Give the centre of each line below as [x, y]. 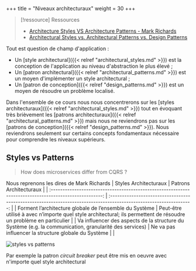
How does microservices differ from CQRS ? [74, 172]
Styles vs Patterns [40, 158]
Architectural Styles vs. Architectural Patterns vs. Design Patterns [108, 37]
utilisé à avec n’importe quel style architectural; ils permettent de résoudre [96, 214]
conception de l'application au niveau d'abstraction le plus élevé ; [94, 66]
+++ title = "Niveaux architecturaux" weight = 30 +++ [71, 8]
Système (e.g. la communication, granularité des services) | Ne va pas [91, 227]
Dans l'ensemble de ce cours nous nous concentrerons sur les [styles [90, 102]
